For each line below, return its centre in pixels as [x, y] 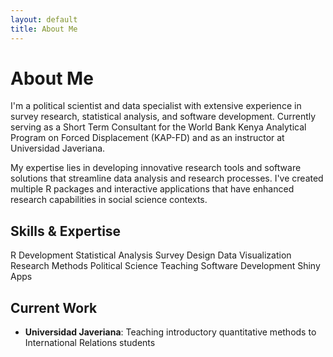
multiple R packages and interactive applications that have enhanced [152, 189]
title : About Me [44, 29]
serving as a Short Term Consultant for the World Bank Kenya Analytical [158, 127]
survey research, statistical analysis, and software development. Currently [163, 117]
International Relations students [90, 343]
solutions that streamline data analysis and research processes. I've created [167, 178]
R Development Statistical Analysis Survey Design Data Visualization [151, 255]
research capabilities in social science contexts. [109, 200]
